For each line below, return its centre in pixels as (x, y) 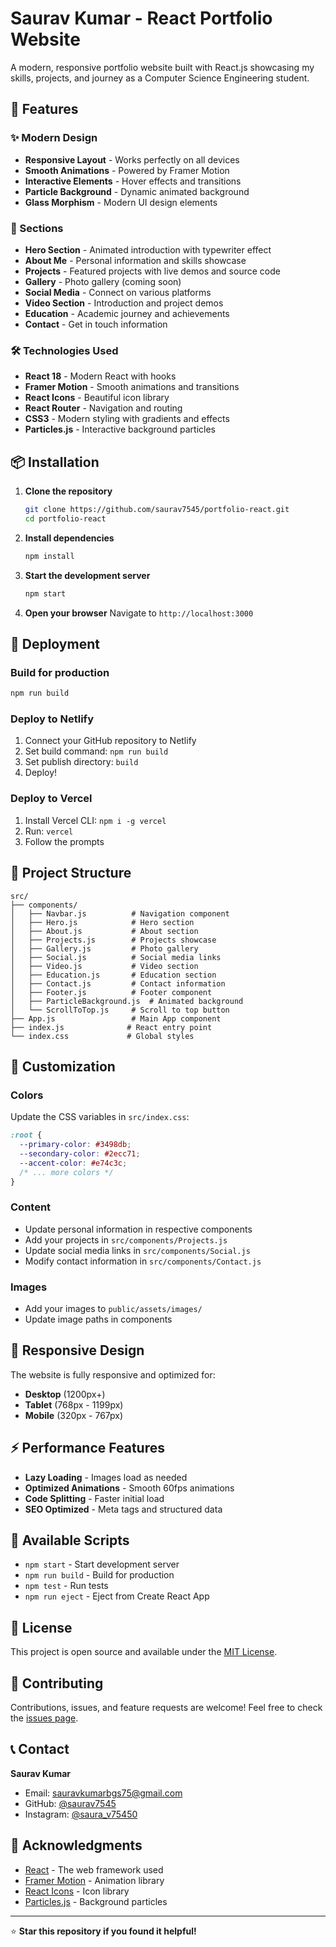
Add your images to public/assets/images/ (113, 1309)
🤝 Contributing (57, 1683)
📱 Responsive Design (77, 1350)
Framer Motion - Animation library (94, 1880)
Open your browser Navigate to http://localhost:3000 (139, 613)
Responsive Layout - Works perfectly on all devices (132, 159)
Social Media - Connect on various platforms (118, 292)
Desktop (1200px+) (65, 1394)
